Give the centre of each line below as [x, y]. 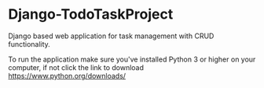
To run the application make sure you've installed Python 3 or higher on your [132, 59]
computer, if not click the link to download [76, 67]
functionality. [29, 44]
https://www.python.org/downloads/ [67, 76]
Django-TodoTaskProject [91, 14]
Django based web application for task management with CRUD [111, 36]
